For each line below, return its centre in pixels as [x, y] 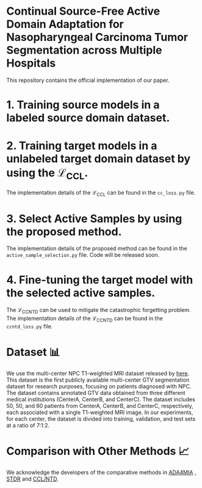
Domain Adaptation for [65, 24]
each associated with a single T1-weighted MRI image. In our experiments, [100, 412]
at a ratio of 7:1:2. [28, 425]
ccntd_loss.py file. [30, 326]
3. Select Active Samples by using [94, 219]
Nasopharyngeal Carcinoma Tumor [97, 37]
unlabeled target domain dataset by [99, 159]
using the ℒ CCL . [47, 174]
